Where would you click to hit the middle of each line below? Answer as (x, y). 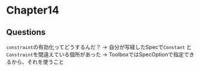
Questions (26, 32)
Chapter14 (33, 10)
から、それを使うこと (37, 62)
